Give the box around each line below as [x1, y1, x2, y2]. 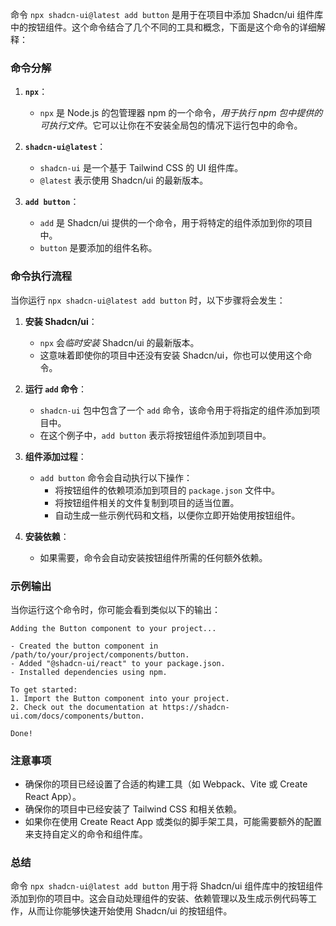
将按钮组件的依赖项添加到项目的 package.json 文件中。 [54, 484, 281, 496]
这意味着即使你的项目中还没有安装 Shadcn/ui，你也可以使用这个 [39, 349, 304, 361]
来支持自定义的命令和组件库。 [24, 828, 148, 840]
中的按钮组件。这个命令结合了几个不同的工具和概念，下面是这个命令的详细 [10, 21, 317, 33]
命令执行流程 [10, 269, 73, 283]
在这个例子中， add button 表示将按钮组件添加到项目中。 [39, 429, 272, 441]
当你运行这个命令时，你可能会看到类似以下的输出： [10, 603, 221, 615]
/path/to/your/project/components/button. [10, 649, 190, 660]
